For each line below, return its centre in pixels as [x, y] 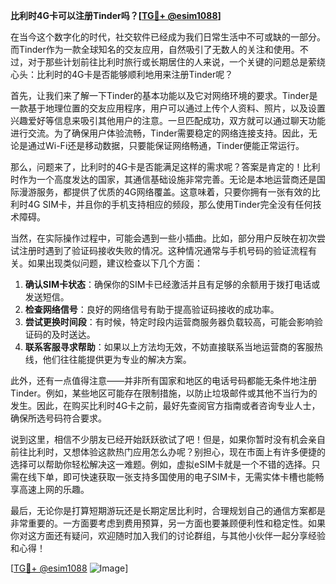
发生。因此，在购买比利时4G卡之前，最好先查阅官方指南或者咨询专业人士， [165, 405]
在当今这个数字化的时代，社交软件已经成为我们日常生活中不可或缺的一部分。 [168, 37]
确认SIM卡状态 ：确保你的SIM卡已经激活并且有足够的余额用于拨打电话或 [172, 284]
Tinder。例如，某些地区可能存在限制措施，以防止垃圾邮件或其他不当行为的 [164, 393]
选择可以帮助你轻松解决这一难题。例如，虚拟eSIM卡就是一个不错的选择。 [161, 464]
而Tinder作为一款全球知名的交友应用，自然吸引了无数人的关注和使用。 [155, 49]
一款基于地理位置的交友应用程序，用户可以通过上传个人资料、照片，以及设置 [168, 108]
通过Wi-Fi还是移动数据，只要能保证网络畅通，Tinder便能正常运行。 [166, 145]
